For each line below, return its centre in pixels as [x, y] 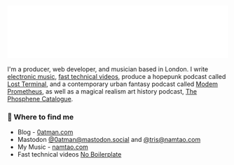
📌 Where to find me [41, 117]
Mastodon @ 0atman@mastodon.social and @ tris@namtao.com [109, 140]
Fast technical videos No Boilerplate [69, 155]
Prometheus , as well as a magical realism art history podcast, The [102, 91]
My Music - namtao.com [53, 147]
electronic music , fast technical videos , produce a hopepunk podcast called [117, 77]
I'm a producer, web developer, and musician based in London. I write [108, 69]
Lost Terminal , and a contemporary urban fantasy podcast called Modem [113, 84]
